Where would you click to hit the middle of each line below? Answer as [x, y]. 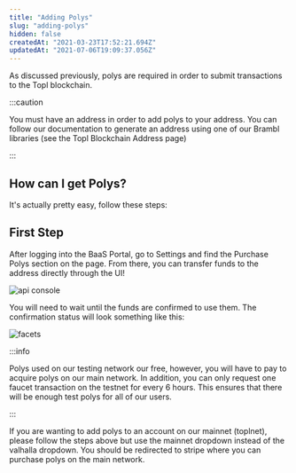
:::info [19, 351]
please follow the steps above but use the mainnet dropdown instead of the [147, 440]
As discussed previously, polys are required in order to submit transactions [146, 75]
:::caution [27, 102]
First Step [36, 233]
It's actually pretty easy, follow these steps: [89, 204]
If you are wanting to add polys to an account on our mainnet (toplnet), [138, 430]
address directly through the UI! [67, 272]
